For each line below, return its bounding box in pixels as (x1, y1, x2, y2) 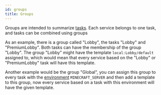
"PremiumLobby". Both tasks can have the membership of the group (5, 44, 142, 50)
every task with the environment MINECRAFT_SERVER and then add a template (5, 74, 155, 80)
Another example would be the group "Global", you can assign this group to (5, 69, 156, 75)
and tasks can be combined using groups (5, 30, 88, 36)
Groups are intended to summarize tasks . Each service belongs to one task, (5, 25, 156, 30)
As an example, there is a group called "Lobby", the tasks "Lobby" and (5, 39, 146, 45)
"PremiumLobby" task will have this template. (5, 60, 96, 66)
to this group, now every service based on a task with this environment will (5, 79, 155, 85)
